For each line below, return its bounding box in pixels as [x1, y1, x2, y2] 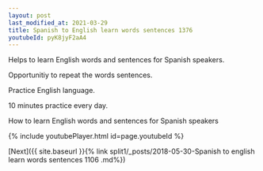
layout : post [8, 11, 51, 20]
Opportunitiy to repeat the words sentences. [8, 70, 153, 80]
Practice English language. [8, 86, 95, 95]
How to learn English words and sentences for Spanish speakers [8, 116, 219, 126]
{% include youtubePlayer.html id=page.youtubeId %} [8, 132, 185, 141]
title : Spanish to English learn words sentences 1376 [8, 26, 193, 34]
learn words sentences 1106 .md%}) [8, 155, 126, 165]
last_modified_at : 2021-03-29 [8, 19, 109, 27]
